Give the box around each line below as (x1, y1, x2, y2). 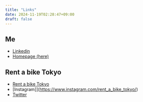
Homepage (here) (12, 53, 49, 60)
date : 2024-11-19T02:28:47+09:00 (5, 12, 75, 17)
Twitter (12, 92, 27, 98)
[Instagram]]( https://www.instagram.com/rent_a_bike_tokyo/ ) (12, 87, 139, 92)
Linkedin (12, 48, 30, 54)
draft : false (5, 16, 32, 21)
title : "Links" (5, 7, 37, 12)
